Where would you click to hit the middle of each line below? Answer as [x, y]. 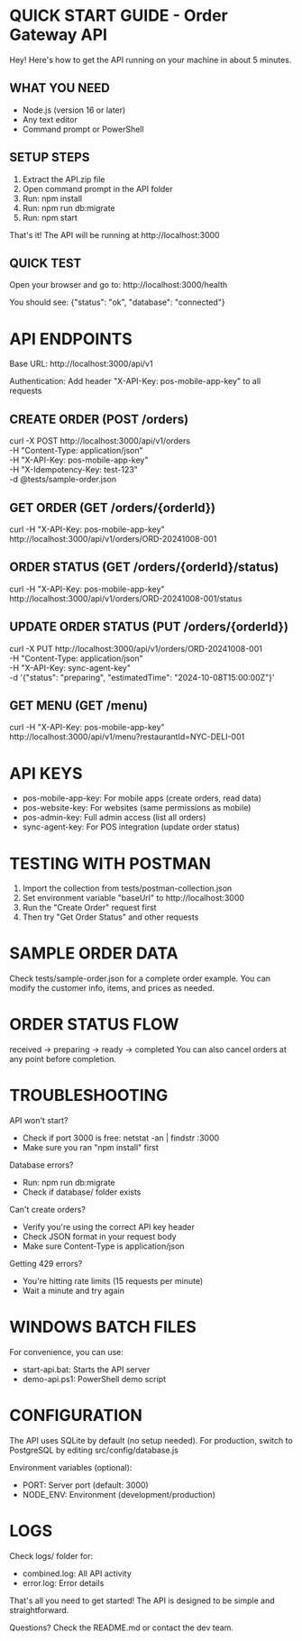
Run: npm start [50, 217]
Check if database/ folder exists [82, 1192]
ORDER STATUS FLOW [94, 1025]
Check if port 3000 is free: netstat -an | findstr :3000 [121, 1138]
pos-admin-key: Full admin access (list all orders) [114, 818]
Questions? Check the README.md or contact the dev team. [122, 1627]
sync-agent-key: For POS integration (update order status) [131, 827]
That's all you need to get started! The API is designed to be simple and [142, 1600]
